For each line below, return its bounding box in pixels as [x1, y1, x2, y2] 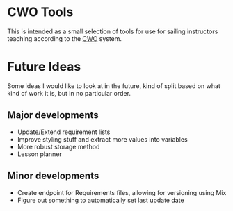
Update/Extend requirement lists [17, 128, 111, 136]
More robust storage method [17, 142, 100, 151]
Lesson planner [17, 150, 63, 158]
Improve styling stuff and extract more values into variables [17, 135, 188, 143]
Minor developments [7, 170, 99, 182]
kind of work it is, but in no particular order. [7, 89, 131, 97]
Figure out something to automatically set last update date [17, 196, 184, 204]
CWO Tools [7, 4, 74, 20]
